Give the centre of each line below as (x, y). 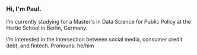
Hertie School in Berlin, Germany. (47, 28)
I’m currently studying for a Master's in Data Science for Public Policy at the (99, 22)
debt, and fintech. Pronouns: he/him (50, 46)
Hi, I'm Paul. (24, 9)
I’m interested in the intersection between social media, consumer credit (94, 40)
